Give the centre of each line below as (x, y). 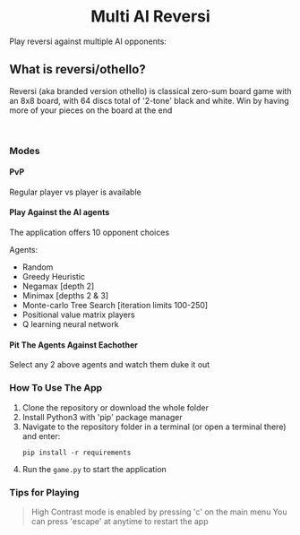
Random (38, 267)
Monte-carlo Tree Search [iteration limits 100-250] (115, 306)
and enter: (41, 436)
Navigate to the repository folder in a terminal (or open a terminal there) (154, 427)
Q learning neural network (70, 324)
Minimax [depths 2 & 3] (65, 296)
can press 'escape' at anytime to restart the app (120, 521)
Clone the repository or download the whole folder (115, 407)
